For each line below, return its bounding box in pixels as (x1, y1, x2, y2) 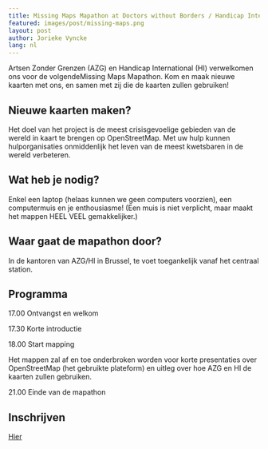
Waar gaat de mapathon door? (8, 235, 162, 248)
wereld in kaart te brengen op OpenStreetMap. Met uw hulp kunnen (8, 133, 231, 142)
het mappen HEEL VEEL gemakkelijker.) (8, 211, 138, 221)
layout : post (8, 26, 52, 34)
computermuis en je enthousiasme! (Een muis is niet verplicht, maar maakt (8, 203, 254, 213)
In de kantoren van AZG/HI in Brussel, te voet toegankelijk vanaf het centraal (8, 256, 259, 265)
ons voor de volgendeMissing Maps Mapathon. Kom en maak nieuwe (8, 72, 235, 81)
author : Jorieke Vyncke (8, 34, 88, 42)
